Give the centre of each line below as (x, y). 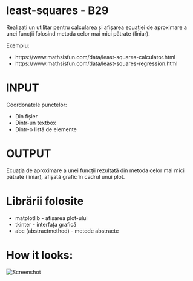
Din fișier (26, 116)
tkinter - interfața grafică (46, 224)
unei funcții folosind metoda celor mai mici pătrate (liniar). (78, 33)
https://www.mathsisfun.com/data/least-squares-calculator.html (95, 57)
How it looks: (40, 255)
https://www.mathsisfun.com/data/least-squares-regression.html (96, 63)
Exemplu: (18, 45)
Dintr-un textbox (35, 123)
